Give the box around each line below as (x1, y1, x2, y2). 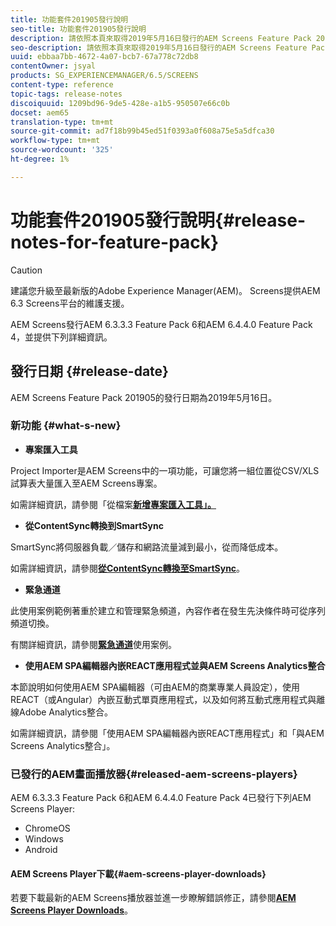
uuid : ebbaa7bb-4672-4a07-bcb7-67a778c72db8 (10, 52, 199, 62)
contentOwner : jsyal (10, 61, 97, 71)
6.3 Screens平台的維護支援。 (10, 297, 130, 309)
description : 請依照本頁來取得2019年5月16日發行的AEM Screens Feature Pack (10, 33, 312, 43)
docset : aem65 (10, 107, 70, 118)
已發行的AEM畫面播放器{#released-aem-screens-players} (10, 767, 298, 781)
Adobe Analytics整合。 (18, 706, 113, 718)
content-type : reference (10, 80, 114, 90)
